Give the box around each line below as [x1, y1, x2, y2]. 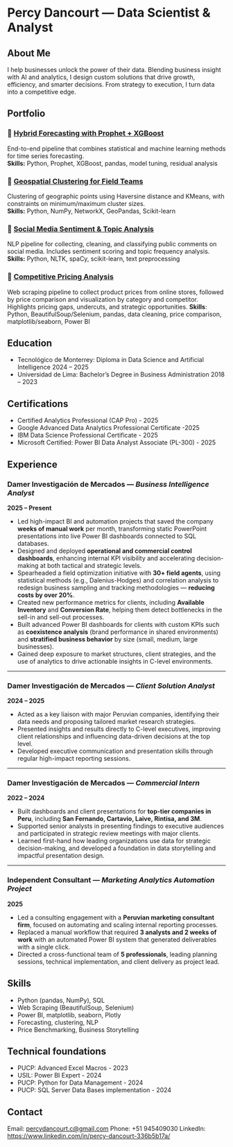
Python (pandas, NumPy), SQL [17, 996, 105, 1004]
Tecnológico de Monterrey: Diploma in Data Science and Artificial [17, 356, 205, 364]
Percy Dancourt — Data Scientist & [7, 5, 211, 21]
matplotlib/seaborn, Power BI [7, 317, 90, 325]
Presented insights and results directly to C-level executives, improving [17, 725, 221, 733]
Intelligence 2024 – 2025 [17, 363, 89, 372]
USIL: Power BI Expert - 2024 [17, 1071, 102, 1080]
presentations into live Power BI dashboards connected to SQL [17, 532, 196, 540]
